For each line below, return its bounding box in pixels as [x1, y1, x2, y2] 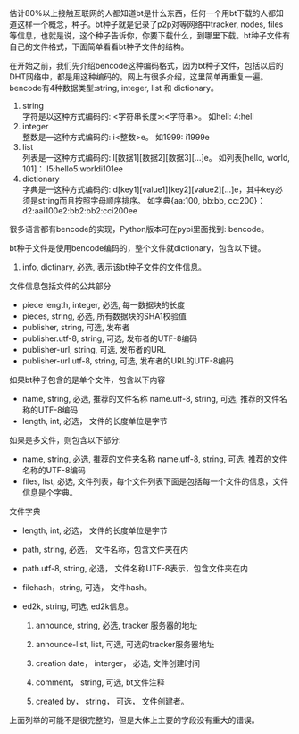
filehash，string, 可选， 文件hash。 [21, 582, 153, 592]
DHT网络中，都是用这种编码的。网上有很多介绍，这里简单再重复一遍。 [9, 71, 269, 82]
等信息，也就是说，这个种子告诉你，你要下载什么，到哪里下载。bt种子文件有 [9, 30, 291, 40]
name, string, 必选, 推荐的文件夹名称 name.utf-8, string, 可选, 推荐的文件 [21, 454, 288, 464]
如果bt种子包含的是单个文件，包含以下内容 [9, 374, 166, 385]
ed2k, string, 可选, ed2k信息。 [21, 601, 134, 612]
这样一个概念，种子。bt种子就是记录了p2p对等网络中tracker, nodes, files [16, 19, 284, 29]
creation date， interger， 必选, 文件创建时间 [35, 658, 201, 668]
